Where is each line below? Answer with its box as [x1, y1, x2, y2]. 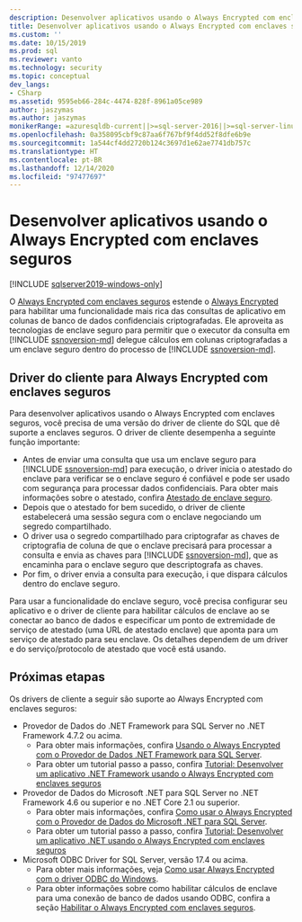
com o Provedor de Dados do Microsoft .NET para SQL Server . [35, 816, 268, 827]
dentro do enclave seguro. [22, 578, 120, 589]
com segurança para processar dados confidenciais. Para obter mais [22, 483, 279, 493]
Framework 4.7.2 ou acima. [22, 730, 123, 740]
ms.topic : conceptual [9, 72, 91, 81]
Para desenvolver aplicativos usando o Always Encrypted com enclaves [9, 408, 276, 418]
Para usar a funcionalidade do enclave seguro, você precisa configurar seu [9, 595, 288, 606]
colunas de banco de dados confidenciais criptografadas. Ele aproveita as [9, 316, 284, 327]
